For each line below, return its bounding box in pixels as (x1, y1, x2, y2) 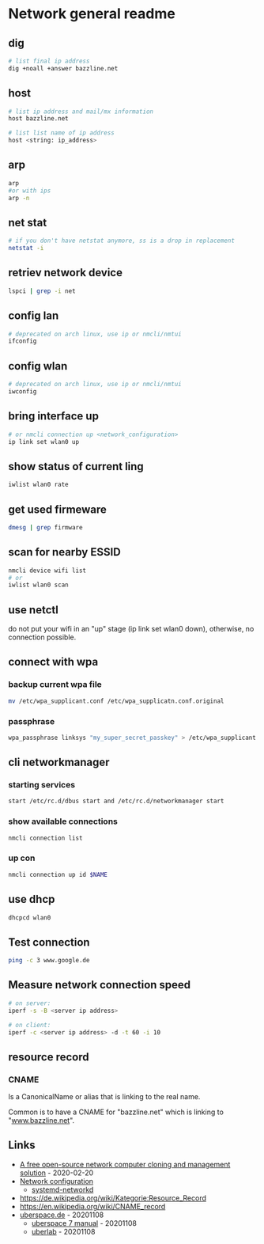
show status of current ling (8, 460, 144, 473)
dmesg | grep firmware (8, 523, 83, 531)
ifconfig (8, 337, 37, 345)
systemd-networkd (31, 1185, 94, 1194)
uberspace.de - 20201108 (19, 1210, 104, 1219)
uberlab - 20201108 (31, 1227, 96, 1236)
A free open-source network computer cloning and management (19, 1159, 231, 1169)
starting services (8, 779, 76, 791)
